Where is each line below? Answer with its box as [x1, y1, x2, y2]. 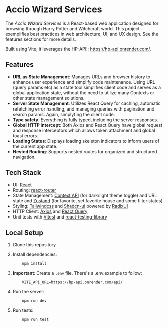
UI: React [12, 182, 32, 188]
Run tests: [12, 307, 34, 313]
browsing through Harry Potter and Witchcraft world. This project [5, 25, 140, 31]
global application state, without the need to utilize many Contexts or [12, 89, 154, 96]
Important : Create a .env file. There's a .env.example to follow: [12, 270, 142, 276]
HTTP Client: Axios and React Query [12, 208, 88, 214]
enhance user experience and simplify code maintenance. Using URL [12, 79, 155, 85]
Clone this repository [12, 242, 56, 248]
